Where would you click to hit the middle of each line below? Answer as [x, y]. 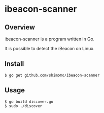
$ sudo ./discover [23, 106]
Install [14, 64]
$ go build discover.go [29, 102]
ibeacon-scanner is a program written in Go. [50, 39]
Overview [20, 27]
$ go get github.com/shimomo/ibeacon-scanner [52, 75]
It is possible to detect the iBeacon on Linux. [50, 48]
